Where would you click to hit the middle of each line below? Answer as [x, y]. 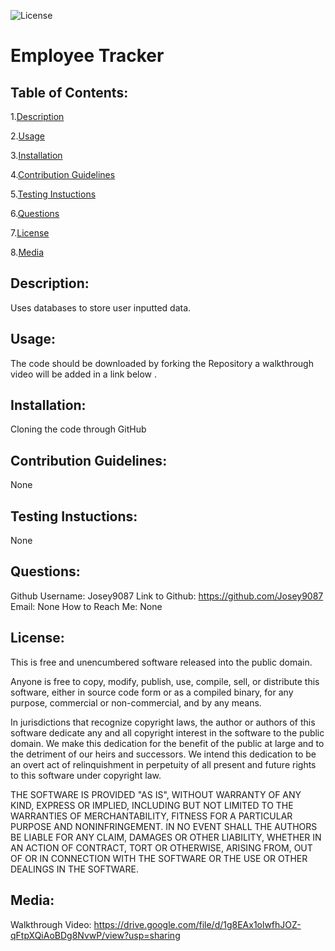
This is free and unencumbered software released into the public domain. [161, 662]
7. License [30, 233]
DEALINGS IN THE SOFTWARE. [74, 869]
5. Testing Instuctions [53, 194]
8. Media [27, 252]
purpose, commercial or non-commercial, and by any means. [136, 702]
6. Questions [35, 213]
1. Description [37, 116]
